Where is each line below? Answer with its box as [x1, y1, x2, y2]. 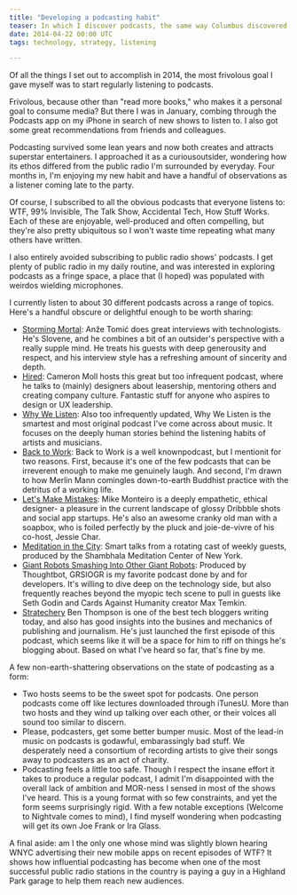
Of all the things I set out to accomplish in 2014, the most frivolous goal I [9, 70, 273, 81]
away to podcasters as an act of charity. [21, 755, 169, 765]
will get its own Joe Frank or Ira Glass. [21, 820, 161, 831]
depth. [21, 361, 46, 373]
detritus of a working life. [21, 485, 114, 495]
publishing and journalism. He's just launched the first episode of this [21, 626, 276, 637]
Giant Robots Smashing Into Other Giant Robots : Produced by [21, 560, 246, 571]
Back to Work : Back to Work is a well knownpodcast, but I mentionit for [21, 447, 282, 457]
